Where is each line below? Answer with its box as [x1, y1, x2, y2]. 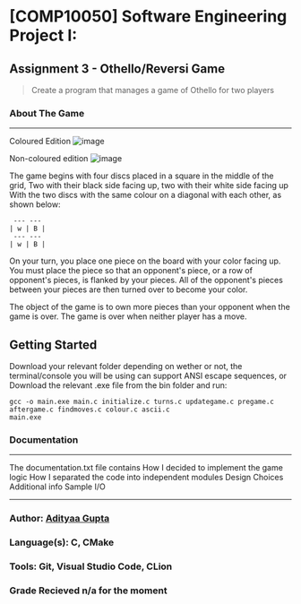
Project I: [9, 25, 78, 46]
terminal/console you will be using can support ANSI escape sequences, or [9, 370, 288, 382]
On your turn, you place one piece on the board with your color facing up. [9, 255, 281, 266]
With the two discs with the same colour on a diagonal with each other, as [9, 190, 282, 201]
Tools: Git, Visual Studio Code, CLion [9, 560, 173, 573]
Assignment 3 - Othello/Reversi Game [9, 61, 226, 76]
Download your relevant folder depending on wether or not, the [9, 361, 243, 372]
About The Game [9, 107, 85, 119]
